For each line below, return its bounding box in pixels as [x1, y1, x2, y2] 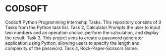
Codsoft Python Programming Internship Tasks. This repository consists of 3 [5, 19, 162, 25]
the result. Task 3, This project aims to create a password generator [5, 35, 144, 41]
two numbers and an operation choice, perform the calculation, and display [5, 29, 159, 35]
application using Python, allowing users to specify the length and [5, 40, 140, 46]
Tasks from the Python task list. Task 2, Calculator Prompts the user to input [5, 24, 161, 30]
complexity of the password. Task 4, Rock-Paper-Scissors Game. [5, 45, 138, 51]
